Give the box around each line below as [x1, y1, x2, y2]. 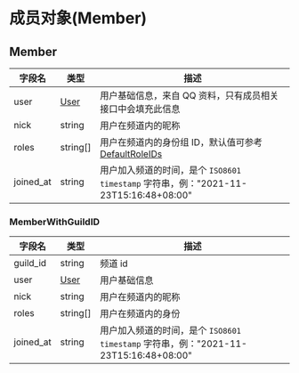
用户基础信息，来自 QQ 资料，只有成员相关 [99, 90, 279, 101]
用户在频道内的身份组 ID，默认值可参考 [99, 136, 263, 148]
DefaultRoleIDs [99, 148, 163, 160]
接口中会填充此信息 [99, 103, 181, 115]
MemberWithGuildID [9, 215, 101, 228]
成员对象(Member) [9, 8, 148, 28]
